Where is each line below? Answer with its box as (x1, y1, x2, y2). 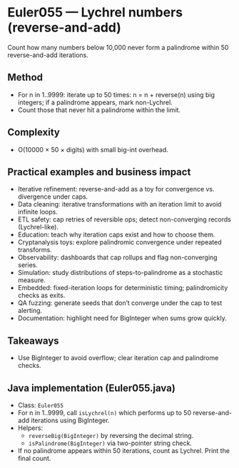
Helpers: (17, 424, 44, 432)
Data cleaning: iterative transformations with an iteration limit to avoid (17, 200, 222, 209)
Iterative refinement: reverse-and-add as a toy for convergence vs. (17, 185, 215, 194)
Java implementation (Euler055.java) (7, 382, 176, 394)
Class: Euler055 (17, 401, 64, 409)
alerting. (17, 307, 43, 315)
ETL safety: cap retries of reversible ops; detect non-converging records (17, 215, 232, 224)
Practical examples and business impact (7, 166, 191, 178)
